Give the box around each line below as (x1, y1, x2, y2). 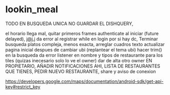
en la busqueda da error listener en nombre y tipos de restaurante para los (5, 52, 163, 58)
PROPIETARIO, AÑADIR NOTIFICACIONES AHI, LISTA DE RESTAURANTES (5, 63, 161, 69)
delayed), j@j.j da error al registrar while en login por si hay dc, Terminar (5, 36, 158, 42)
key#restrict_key (5, 83, 41, 90)
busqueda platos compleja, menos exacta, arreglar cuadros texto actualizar (5, 41, 165, 47)
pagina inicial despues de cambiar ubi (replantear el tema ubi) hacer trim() (5, 46, 162, 53)
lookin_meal (5, 4, 58, 15)
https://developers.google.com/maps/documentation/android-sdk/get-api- (5, 78, 164, 84)
